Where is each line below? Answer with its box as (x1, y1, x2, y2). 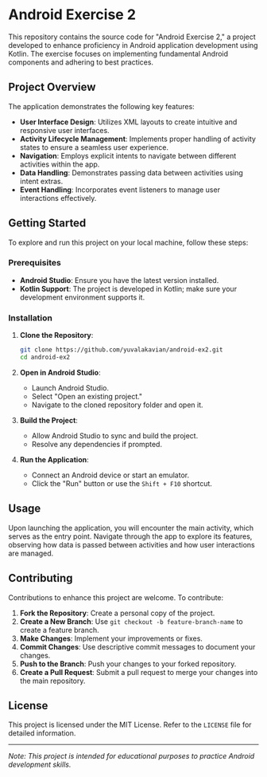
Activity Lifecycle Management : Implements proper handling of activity (19, 134, 257, 143)
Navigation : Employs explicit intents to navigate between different (19, 151, 237, 160)
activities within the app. (19, 159, 100, 169)
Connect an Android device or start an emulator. (31, 470, 189, 480)
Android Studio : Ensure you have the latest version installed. (19, 275, 219, 285)
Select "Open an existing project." (31, 391, 143, 401)
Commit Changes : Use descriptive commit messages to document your (19, 642, 256, 651)
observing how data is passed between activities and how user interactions (8, 540, 256, 549)
